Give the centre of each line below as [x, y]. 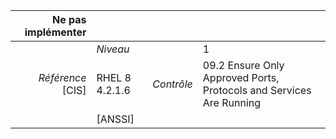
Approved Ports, [241, 77]
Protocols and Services [257, 90]
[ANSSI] [115, 119]
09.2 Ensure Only [243, 65]
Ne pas [69, 19]
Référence [62, 77]
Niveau [113, 49]
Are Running [232, 102]
